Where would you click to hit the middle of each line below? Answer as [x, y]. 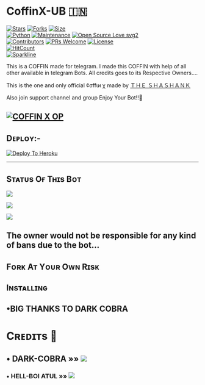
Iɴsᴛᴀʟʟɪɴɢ [27, 288]
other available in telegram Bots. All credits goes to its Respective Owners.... [102, 73]
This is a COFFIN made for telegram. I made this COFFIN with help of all [96, 66]
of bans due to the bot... [53, 245]
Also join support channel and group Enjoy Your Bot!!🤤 [74, 97]
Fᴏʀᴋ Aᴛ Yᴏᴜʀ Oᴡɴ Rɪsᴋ [53, 267]
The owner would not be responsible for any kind [101, 236]
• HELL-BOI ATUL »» [37, 376]
